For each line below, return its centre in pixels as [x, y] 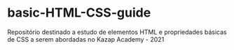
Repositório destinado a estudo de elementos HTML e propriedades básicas [117, 32]
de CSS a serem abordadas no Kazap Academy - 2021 [86, 39]
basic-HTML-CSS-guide [79, 13]
